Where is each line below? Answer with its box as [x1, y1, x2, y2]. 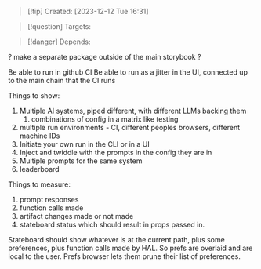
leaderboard [19, 165, 60, 173]
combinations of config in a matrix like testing [31, 115, 179, 124]
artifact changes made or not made [19, 212, 134, 220]
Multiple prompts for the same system [19, 156, 143, 165]
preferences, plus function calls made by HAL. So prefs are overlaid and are [8, 243, 253, 253]
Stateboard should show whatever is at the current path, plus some [8, 235, 225, 244]
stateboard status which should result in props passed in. [19, 220, 205, 229]
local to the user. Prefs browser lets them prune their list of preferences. [8, 252, 241, 261]
